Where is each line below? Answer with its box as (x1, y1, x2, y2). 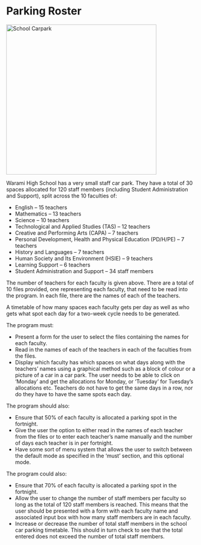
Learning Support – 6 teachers (14, 261, 91, 268)
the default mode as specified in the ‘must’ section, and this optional (14, 452, 184, 459)
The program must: (6, 321, 54, 328)
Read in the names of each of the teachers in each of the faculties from (14, 346, 192, 353)
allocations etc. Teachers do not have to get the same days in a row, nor (14, 384, 193, 391)
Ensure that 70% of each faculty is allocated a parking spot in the (14, 481, 177, 489)
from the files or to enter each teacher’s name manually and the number (14, 433, 193, 440)
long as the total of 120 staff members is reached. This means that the (14, 501, 188, 508)
